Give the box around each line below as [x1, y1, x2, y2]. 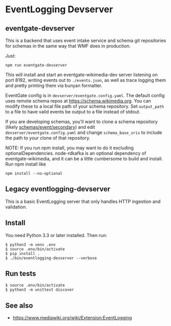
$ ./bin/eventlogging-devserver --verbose [5, 255, 97, 261]
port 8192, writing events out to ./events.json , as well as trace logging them [5, 77, 166, 83]
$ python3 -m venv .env [5, 242, 56, 247]
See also [5, 301, 33, 310]
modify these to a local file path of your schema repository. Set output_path [5, 103, 164, 109]
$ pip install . [5, 251, 40, 256]
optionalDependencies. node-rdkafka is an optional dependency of [5, 150, 146, 156]
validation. [5, 203, 27, 210]
